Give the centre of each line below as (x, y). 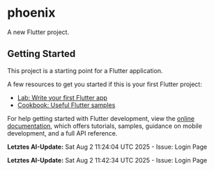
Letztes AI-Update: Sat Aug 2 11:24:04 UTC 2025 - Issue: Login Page (107, 147)
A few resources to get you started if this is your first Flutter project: (105, 84)
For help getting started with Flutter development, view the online (101, 118)
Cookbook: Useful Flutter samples (66, 105)
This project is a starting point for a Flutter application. (85, 70)
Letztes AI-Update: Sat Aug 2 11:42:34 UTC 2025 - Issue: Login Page (107, 160)
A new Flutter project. (38, 32)
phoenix (31, 13)
